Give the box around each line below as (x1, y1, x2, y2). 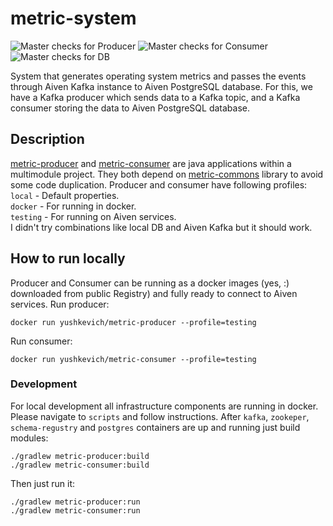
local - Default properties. (10, 189, 120, 201)
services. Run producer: (10, 298, 110, 310)
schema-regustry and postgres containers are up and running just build (10, 421, 301, 433)
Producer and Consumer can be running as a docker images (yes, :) (10, 277, 290, 289)
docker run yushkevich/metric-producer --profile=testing (10, 317, 257, 327)
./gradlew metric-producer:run (10, 497, 141, 507)
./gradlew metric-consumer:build (10, 460, 150, 470)
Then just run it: (10, 477, 76, 489)
